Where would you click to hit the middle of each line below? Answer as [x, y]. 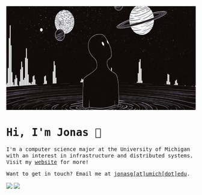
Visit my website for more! [47, 162]
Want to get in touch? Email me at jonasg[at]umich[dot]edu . [98, 174]
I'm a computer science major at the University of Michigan [98, 149]
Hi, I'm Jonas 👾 [54, 133]
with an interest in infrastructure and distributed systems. [100, 155]
